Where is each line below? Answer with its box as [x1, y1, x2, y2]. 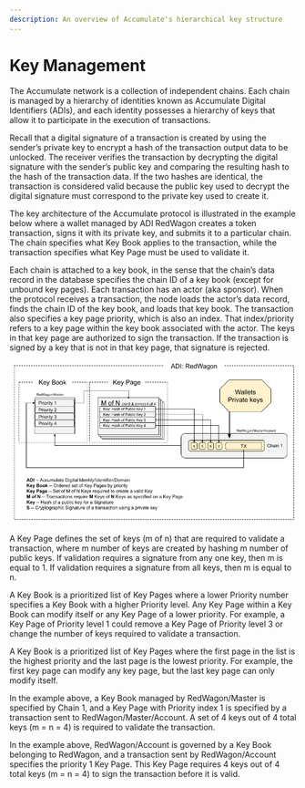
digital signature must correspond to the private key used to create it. [9, 190, 269, 201]
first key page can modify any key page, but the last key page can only [9, 665, 275, 676]
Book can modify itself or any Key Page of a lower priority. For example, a [9, 608, 285, 619]
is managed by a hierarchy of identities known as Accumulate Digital [9, 95, 266, 106]
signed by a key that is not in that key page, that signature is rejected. [9, 342, 270, 353]
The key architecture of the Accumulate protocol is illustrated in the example [9, 208, 296, 219]
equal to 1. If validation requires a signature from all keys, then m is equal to [9, 562, 292, 573]
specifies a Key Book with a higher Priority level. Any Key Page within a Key [9, 598, 293, 610]
